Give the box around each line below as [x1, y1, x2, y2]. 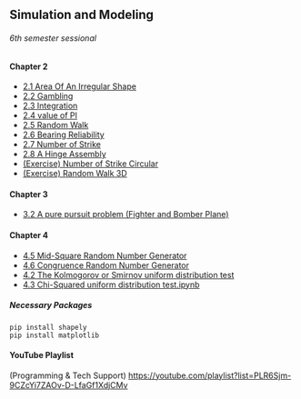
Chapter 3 [9, 188, 48, 199]
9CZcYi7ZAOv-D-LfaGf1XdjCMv [9, 379, 128, 390]
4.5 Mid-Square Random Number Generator [22, 250, 187, 261]
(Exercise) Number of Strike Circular [22, 158, 159, 169]
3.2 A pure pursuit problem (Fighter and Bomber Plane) [22, 209, 229, 220]
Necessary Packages [9, 300, 93, 311]
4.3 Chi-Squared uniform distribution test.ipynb [22, 279, 200, 290]
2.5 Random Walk [22, 120, 89, 131]
